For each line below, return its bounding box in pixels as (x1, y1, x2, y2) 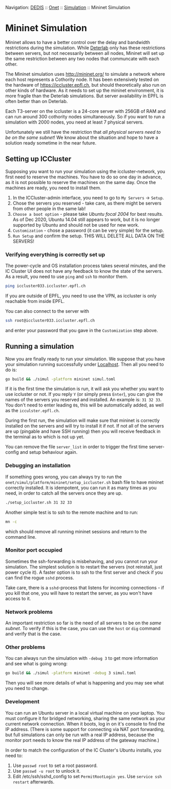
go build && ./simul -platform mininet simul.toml (5, 376, 116, 381)
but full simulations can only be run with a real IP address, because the (5, 732, 155, 738)
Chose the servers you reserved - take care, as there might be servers (12, 200, 162, 206)
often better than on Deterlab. (5, 98, 68, 104)
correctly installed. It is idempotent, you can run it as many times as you (5, 484, 157, 491)
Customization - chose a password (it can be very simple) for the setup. (12, 227, 164, 233)
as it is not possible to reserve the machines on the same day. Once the (5, 179, 156, 185)
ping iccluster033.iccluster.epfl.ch (5, 284, 86, 289)
